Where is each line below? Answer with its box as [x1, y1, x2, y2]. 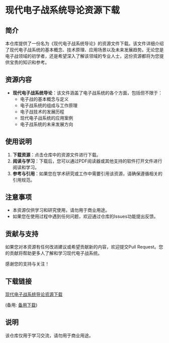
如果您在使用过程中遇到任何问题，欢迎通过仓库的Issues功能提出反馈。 [12, 213, 158, 219]
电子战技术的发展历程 [20, 109, 64, 115]
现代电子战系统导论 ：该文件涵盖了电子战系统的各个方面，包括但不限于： [12, 90, 162, 96]
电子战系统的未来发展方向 [20, 121, 73, 127]
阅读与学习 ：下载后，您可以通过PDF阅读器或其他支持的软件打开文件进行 [12, 158, 162, 164]
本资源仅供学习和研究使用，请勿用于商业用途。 [12, 207, 110, 213]
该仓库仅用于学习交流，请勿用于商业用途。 [5, 332, 94, 338]
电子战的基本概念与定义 [20, 96, 69, 102]
